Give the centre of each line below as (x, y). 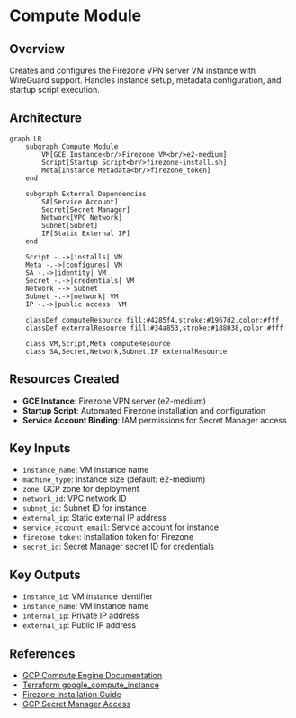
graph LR (26, 139)
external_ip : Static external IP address (94, 518)
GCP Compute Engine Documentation (92, 676)
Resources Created (64, 379)
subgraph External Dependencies (86, 194)
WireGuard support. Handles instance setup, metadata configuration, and (145, 80)
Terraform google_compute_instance (91, 685)
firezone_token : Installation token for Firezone (108, 537)
